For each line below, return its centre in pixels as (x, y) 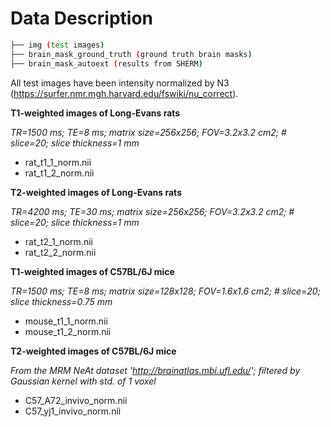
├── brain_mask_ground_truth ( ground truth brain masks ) (131, 54)
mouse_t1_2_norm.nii (68, 331)
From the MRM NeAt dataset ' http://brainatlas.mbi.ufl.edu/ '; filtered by (155, 370)
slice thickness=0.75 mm (61, 301)
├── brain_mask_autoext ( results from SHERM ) (106, 63)
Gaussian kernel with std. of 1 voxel (83, 381)
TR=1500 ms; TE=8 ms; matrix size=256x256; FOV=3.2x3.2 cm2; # (148, 132)
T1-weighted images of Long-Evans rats (95, 113)
